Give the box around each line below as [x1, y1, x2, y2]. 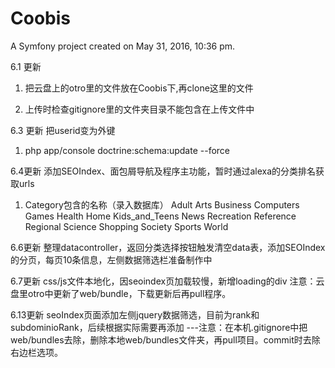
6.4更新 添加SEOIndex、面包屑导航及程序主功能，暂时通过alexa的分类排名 [10, 165, 317, 177]
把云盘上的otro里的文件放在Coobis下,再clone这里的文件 [24, 82, 254, 94]
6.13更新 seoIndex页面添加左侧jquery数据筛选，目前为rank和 [10, 308, 260, 321]
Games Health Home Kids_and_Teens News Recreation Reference [24, 210, 297, 222]
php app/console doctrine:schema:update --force [24, 144, 231, 156]
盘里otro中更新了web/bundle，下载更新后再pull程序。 [10, 287, 232, 299]
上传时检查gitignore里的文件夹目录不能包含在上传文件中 [24, 103, 255, 115]
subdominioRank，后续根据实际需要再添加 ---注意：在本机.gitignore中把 [10, 321, 308, 333]
